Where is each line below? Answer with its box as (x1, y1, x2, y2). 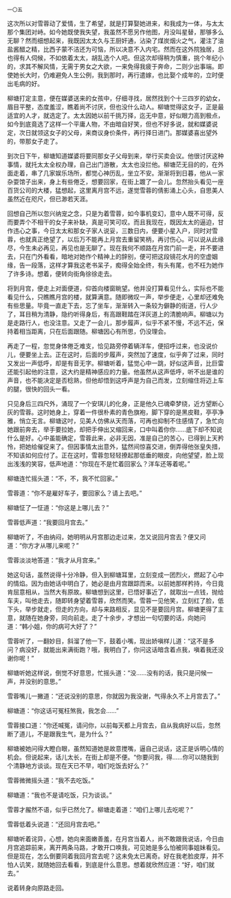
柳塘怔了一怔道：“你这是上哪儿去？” (7, 504, 109, 511)
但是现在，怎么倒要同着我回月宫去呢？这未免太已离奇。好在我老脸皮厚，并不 (7, 852, 224, 860)
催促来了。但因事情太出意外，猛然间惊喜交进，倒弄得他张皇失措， (36, 442, 224, 451)
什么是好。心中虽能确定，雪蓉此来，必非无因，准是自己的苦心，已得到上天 (7, 434, 218, 442)
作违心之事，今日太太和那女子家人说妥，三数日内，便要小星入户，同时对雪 (7, 226, 218, 235)
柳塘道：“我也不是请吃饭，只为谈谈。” (7, 791, 112, 799)
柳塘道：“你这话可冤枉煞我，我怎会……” (7, 707, 119, 714)
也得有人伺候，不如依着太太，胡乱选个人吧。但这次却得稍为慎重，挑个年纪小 (7, 54, 224, 62)
